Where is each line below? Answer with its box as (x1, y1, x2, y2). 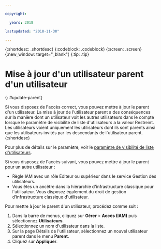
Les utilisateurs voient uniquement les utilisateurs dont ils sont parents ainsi (5, 124, 156, 131)
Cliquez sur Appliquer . (12, 238, 58, 245)
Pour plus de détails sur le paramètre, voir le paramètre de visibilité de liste (5, 144, 154, 150)
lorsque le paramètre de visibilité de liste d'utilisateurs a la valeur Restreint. (5, 120, 154, 125)
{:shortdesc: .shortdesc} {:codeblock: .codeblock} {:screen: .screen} (5, 47, 142, 52)
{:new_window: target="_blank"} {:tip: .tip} (5, 51, 89, 57)
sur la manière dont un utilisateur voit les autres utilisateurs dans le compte (5, 114, 154, 120)
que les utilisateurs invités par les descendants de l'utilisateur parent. (5, 130, 143, 136)
